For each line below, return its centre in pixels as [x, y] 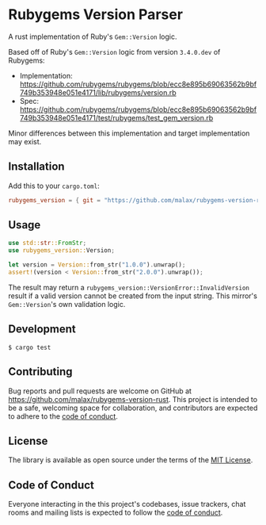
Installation [36, 167]
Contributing [40, 372]
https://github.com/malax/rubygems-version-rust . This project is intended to [133, 399]
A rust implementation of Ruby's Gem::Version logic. [93, 36]
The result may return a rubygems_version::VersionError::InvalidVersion [129, 287]
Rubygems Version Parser [96, 15]
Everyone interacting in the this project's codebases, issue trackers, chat [127, 504]
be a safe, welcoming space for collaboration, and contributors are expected [133, 408]
